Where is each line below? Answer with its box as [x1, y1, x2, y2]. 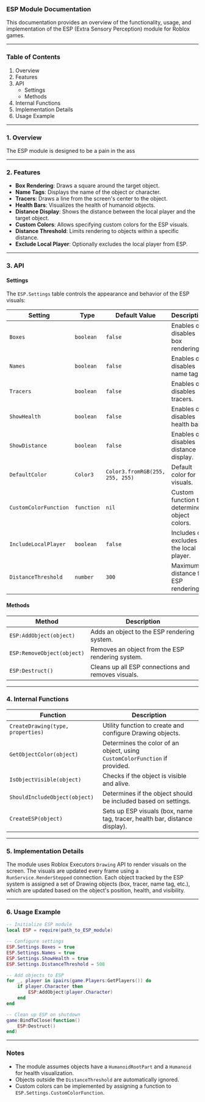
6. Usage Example [6, 908, 61, 916]
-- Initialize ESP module [6, 922, 72, 928]
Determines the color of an [103, 739, 179, 747]
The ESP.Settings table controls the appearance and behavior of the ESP [6, 290, 190, 298]
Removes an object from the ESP [90, 645, 184, 653]
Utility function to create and [103, 721, 184, 730]
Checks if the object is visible [103, 771, 187, 780]
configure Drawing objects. [103, 728, 181, 737]
